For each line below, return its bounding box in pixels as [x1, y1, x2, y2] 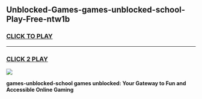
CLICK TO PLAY [6, 32, 53, 41]
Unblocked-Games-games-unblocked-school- [6, 5, 185, 15]
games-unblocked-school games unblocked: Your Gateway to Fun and [6, 79, 186, 86]
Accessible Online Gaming [6, 86, 74, 93]
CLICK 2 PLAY [6, 55, 48, 63]
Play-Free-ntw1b [6, 14, 70, 25]
